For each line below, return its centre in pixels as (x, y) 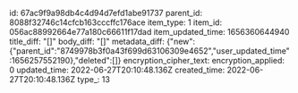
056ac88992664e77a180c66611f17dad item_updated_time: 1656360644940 (149, 32)
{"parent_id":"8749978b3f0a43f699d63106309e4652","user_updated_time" (150, 51)
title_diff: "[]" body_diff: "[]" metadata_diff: (87, 41)
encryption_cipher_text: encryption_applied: (204, 60)
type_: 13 (94, 79)
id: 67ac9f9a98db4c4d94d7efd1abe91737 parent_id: (106, 13)
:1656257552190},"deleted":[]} (65, 60)
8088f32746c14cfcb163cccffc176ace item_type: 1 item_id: (115, 22)
